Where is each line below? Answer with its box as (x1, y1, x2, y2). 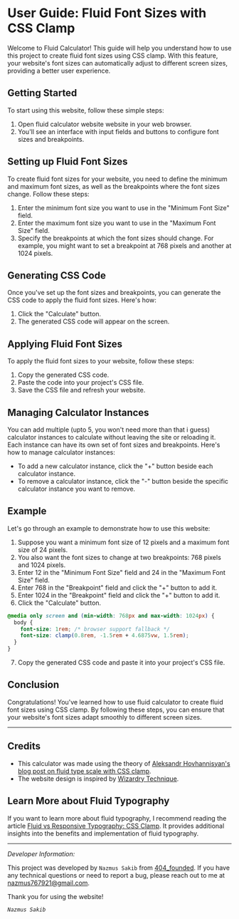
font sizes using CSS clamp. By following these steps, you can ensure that (7, 705, 225, 714)
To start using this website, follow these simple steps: (7, 105, 164, 115)
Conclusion (7, 679, 60, 691)
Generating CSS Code (7, 269, 107, 281)
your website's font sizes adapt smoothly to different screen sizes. (7, 712, 202, 721)
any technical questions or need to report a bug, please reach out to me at (7, 871, 225, 879)
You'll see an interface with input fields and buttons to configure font (17, 127, 219, 136)
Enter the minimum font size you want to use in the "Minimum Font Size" (17, 203, 230, 212)
